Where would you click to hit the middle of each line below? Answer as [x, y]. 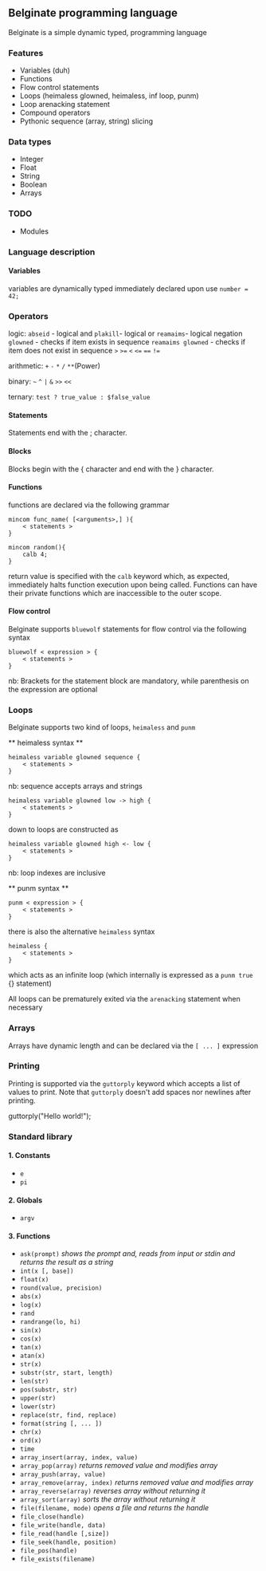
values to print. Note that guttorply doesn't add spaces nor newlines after [130, 1092]
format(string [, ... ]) [61, 1424]
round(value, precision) [61, 1288]
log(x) [31, 1305]
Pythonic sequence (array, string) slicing [86, 121]
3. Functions [29, 1236]
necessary [25, 1007]
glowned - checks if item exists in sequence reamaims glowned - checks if [127, 342]
